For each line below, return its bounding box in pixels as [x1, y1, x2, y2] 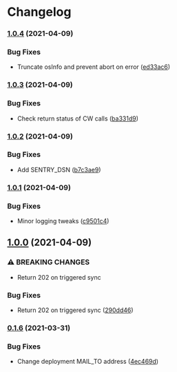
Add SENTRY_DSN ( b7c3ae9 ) [17, 165, 101, 174]
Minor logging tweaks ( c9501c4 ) [17, 217, 110, 225]
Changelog [7, 4, 72, 20]
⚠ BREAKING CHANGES [7, 258, 90, 267]
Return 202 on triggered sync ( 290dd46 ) [17, 306, 134, 314]
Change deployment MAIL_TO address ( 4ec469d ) [17, 358, 159, 366]
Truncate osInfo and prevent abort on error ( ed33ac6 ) [17, 63, 171, 71]
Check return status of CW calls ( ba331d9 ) [17, 114, 139, 123]
